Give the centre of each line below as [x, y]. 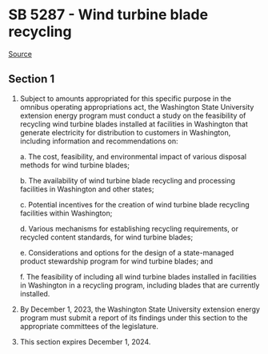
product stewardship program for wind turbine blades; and [116, 261]
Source [20, 54]
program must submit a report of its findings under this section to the [134, 317]
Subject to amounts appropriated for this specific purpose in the [126, 99]
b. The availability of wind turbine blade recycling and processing [128, 180]
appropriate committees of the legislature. [89, 326]
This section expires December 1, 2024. [85, 341]
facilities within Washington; [66, 213]
